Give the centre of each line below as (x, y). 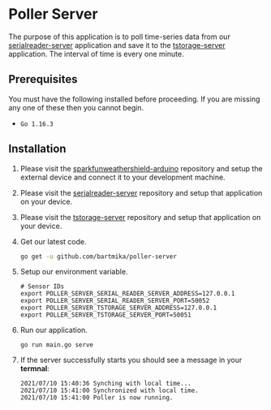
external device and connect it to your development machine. (123, 177)
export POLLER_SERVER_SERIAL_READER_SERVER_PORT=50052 (115, 301)
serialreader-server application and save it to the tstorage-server (117, 45)
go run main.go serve (56, 345)
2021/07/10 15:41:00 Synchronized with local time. (109, 391)
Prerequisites (43, 79)
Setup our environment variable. (74, 272)
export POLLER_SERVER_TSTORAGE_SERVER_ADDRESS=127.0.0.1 (118, 308)
